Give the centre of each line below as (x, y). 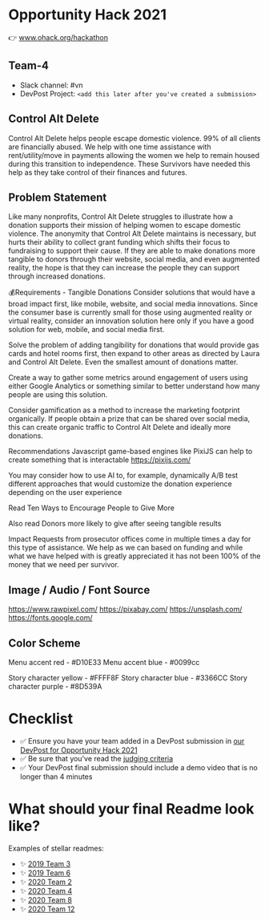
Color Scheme (44, 643)
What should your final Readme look (131, 809)
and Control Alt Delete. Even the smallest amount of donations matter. (123, 362)
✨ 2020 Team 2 (46, 882)
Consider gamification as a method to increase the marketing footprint (124, 410)
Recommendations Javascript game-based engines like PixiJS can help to (130, 452)
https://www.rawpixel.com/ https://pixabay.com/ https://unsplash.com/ (125, 609)
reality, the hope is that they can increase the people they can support (124, 268)
